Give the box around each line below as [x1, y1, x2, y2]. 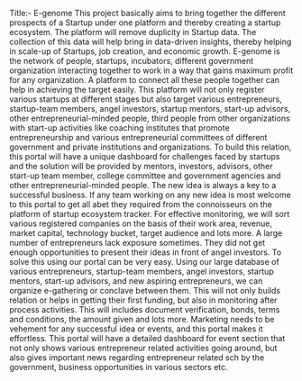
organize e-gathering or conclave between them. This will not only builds [9, 286, 281, 295]
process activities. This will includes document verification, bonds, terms [9, 304, 280, 314]
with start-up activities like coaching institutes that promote [9, 122, 230, 133]
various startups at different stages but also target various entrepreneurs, [9, 94, 282, 104]
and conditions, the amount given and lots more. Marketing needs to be [9, 314, 275, 324]
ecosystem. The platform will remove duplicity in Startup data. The [9, 27, 257, 37]
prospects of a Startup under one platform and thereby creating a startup [9, 17, 281, 28]
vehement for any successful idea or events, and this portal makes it [9, 323, 263, 334]
